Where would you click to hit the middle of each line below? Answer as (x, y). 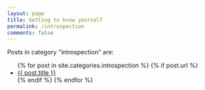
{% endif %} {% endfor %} (55, 80)
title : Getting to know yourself (55, 20)
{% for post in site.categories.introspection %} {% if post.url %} (107, 65)
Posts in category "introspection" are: (61, 52)
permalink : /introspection (46, 26)
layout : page (26, 13)
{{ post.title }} (36, 73)
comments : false (30, 33)
